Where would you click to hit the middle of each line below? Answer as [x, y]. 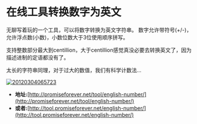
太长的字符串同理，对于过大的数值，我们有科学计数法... [74, 70]
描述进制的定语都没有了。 [38, 57]
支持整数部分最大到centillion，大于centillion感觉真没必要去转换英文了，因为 [99, 50]
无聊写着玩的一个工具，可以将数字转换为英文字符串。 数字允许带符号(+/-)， [99, 30]
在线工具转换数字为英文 [64, 12]
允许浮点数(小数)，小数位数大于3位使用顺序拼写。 [67, 37]
